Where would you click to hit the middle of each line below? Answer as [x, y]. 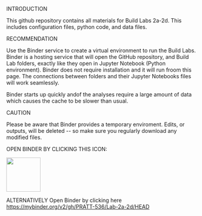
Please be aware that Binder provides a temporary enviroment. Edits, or [96, 124]
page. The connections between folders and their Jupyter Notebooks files [99, 76]
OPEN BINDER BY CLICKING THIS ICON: [57, 149]
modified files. [24, 137]
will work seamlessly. [33, 83]
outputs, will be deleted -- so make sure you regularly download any [92, 131]
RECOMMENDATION [32, 39]
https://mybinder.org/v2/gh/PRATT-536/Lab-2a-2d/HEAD [78, 207]
